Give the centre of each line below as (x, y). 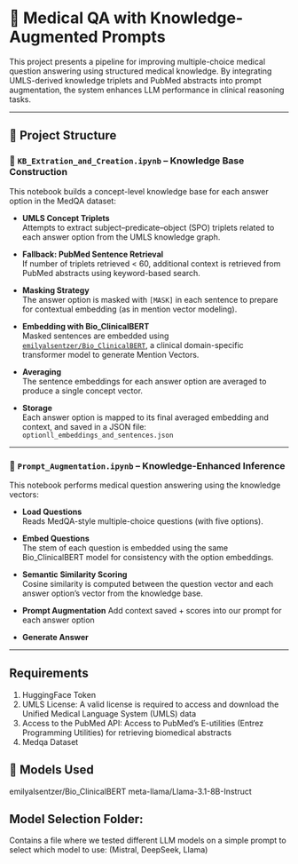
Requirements (49, 674)
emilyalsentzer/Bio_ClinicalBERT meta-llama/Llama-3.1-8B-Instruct (131, 791)
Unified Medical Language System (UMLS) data (109, 713)
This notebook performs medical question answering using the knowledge (145, 485)
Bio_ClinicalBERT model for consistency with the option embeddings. (148, 557)
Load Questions (52, 511)
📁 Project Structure (63, 135)
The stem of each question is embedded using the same (125, 547)
